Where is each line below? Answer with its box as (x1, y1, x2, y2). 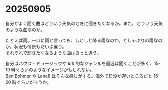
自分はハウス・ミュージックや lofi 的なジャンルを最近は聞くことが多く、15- (5, 60, 161, 66)
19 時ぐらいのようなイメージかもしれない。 (5, 66, 95, 73)
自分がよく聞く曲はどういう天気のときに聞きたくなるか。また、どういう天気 (5, 20, 163, 26)
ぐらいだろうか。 (16, 79, 52, 85)
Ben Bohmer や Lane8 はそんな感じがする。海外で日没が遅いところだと (5, 73, 153, 79)
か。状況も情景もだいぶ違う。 (5, 43, 67, 49)
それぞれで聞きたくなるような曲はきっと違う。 (5, 50, 102, 56)
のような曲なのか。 (5, 26, 45, 33)
